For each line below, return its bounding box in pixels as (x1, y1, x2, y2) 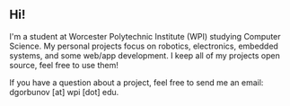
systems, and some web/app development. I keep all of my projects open (9, 49, 281, 61)
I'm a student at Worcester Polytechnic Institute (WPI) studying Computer (9, 31, 281, 41)
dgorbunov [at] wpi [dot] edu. (9, 86, 119, 97)
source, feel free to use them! (9, 59, 119, 70)
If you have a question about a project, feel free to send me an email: (9, 76, 264, 88)
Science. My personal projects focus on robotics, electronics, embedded (9, 40, 278, 51)
